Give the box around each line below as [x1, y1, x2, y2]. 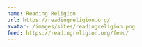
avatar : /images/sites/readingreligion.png [7, 23, 136, 30]
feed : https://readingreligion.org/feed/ [7, 29, 129, 37]
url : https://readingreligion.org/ [7, 17, 111, 23]
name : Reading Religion [7, 10, 77, 17]
